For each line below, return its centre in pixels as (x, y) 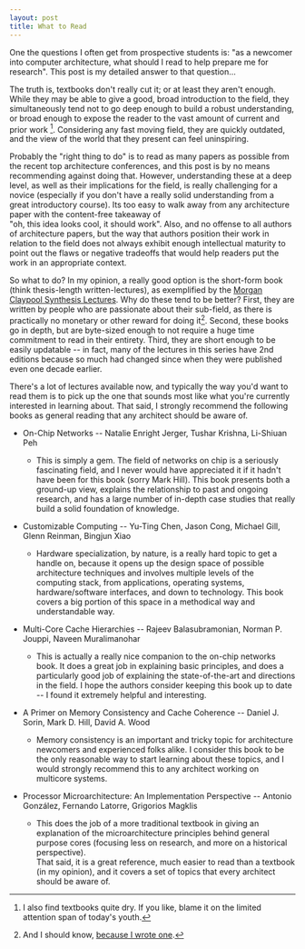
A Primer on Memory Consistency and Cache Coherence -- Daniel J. (151, 712)
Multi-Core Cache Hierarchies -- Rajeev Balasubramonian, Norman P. (152, 629)
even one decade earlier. (56, 368)
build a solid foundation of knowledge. (108, 508)
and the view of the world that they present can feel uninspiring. (129, 139)
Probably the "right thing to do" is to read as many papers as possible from (150, 156)
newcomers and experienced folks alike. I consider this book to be (160, 749)
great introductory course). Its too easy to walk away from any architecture (150, 205)
